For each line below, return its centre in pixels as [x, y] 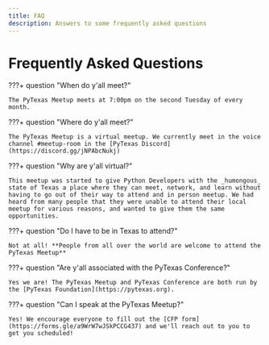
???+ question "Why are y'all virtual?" [70, 166]
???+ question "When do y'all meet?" [70, 85]
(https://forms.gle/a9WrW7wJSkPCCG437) [75, 326]
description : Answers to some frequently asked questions [108, 23]
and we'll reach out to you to [198, 326]
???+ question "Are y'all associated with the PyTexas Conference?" [120, 268]
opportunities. [34, 216]
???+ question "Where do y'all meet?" [71, 123]
